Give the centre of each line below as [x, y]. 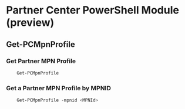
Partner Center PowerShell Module [92, 10]
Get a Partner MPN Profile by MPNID [59, 88]
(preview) [30, 23]
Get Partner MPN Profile [41, 61]
